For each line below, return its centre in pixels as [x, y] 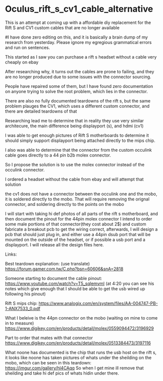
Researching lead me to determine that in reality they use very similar [74, 120]
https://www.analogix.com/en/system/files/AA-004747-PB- [98, 303]
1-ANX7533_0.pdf [23, 308]
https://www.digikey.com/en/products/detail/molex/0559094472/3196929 [80, 328]
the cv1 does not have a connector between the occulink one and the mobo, [81, 194]
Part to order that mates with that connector [49, 338]
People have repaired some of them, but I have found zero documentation [79, 86]
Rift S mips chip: [21, 303]
